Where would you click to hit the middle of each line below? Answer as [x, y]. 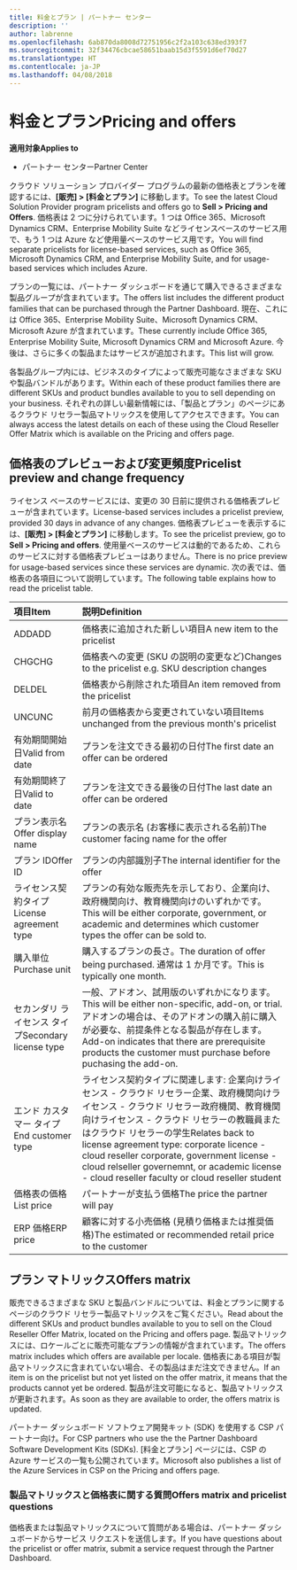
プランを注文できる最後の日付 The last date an [177, 787]
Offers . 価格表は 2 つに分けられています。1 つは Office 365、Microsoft [137, 217]
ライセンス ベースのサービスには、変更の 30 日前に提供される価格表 [133, 501]
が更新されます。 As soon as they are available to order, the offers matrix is [145, 1399]
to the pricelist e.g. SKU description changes [174, 668]
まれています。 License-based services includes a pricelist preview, [162, 511]
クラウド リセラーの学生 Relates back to [172, 1132]
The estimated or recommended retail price [184, 1234]
